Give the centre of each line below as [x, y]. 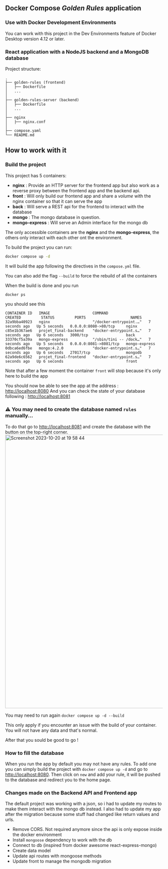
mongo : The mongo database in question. [56, 217]
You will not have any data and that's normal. [51, 730]
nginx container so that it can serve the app [57, 201]
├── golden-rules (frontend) [35, 82]
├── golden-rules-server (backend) [42, 100]
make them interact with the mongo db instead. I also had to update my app [83, 809]
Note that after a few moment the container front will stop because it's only [83, 371]
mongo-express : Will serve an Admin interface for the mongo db [80, 222]
